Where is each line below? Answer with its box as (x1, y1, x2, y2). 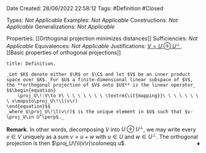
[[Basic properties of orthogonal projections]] (6, 49, 121, 56)
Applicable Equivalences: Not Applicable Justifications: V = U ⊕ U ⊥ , (6, 41, 182, 49)
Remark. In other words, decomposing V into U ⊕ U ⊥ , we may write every (6, 124, 196, 133)
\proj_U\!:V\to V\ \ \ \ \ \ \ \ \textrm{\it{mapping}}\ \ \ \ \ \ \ (17, 93, 199, 99)
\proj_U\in (6, 114, 34, 120)
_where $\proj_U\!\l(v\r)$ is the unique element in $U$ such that (6, 109, 183, 115)
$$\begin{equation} (6, 87, 56, 93)
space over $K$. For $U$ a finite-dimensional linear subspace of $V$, (6, 76, 193, 83)
